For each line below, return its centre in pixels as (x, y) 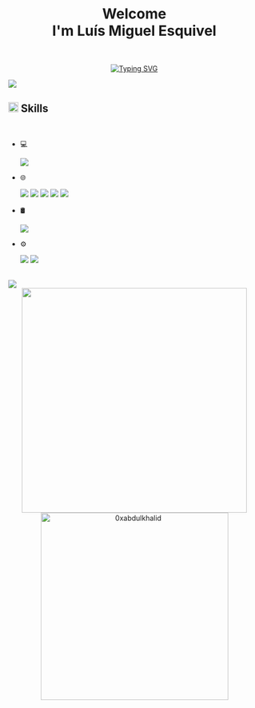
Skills (34, 109)
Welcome (134, 14)
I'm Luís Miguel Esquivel (134, 31)
